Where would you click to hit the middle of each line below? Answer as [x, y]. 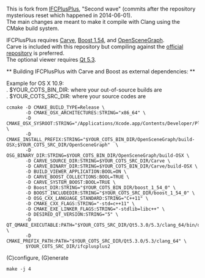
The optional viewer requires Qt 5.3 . [51, 60]
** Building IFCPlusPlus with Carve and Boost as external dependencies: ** [101, 71]
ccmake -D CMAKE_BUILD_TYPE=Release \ [56, 108]
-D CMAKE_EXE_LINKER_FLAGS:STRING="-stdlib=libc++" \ [95, 209]
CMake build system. [33, 28]
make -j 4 [19, 269]
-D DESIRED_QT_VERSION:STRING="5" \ [72, 214]
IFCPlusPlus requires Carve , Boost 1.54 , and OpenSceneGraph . [85, 40]
